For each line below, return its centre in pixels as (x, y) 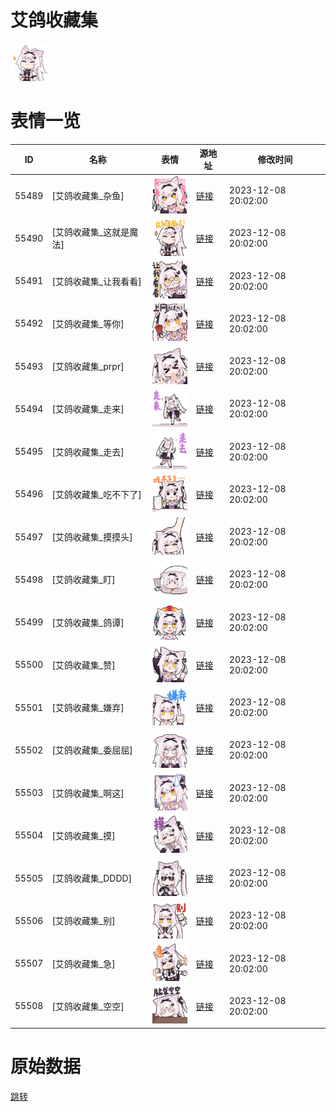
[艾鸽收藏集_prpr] (88, 367)
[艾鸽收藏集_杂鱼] (88, 196)
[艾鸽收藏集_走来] (88, 409)
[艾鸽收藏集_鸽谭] (88, 622)
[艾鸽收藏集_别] (83, 921)
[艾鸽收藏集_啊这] (88, 793)
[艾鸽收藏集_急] (83, 963)
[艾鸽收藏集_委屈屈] (92, 750)
